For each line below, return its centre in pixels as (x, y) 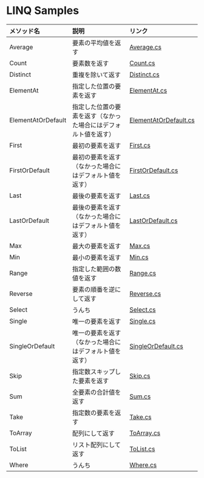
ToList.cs (142, 449)
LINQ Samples (43, 11)
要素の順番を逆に (97, 289)
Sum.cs (140, 396)
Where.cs (143, 465)
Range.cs (143, 273)
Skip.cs (140, 376)
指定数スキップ (93, 371)
